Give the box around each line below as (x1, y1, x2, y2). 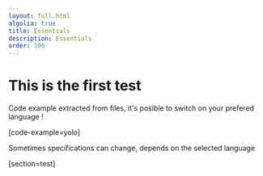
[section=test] (8, 159, 56, 169)
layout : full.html (8, 11, 70, 20)
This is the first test (8, 77, 142, 95)
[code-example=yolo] (8, 128, 81, 137)
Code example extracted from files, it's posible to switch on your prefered (8, 103, 255, 113)
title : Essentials (8, 27, 70, 35)
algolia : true (8, 19, 57, 27)
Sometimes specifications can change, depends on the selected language (8, 143, 256, 153)
